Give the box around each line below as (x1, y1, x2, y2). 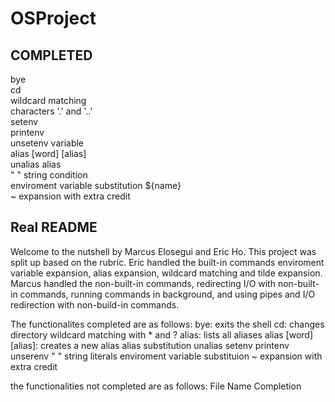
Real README (10, 219, 98, 236)
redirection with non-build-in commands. (10, 298, 180, 311)
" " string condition (10, 169, 88, 181)
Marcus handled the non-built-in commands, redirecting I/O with (10, 277, 276, 289)
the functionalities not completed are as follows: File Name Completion (10, 380, 302, 392)
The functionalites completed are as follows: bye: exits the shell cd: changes (10, 318, 325, 330)
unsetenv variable (10, 137, 85, 149)
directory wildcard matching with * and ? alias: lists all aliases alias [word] (10, 328, 314, 341)
